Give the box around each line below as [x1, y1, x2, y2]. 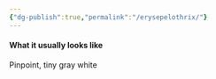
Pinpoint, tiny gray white [9, 59, 97, 70]
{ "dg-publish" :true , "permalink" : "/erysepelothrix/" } [9, 12, 208, 22]
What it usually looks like [9, 40, 104, 51]
